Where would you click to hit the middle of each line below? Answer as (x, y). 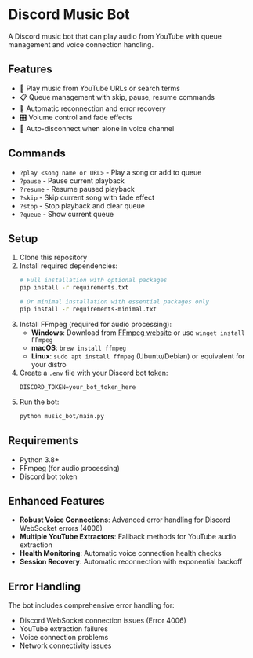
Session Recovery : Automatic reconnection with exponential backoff (131, 562)
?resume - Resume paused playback (77, 189)
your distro (49, 364)
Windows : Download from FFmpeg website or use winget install (138, 333)
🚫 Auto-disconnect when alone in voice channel (97, 128)
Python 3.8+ (40, 459)
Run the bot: (39, 402)
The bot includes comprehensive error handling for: (91, 605)
